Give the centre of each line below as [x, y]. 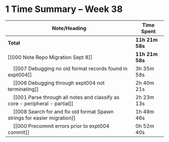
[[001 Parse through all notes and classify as [66, 97]
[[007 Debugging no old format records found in [70, 68]
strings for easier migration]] [41, 117]
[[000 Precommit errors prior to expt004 [61, 126]
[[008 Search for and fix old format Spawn [64, 111]
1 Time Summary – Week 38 [64, 9]
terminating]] [23, 89]
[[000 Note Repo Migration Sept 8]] [50, 57]
